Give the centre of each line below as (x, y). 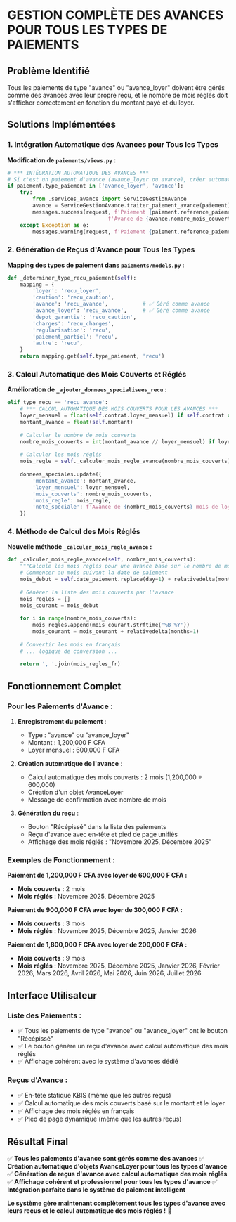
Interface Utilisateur (52, 995)
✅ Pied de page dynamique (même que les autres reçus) (99, 1119)
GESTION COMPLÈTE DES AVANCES (115, 15)
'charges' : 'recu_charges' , (73, 323)
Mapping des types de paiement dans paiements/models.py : (96, 265)
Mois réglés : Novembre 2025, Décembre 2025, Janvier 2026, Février (118, 966)
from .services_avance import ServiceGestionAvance (110, 199)
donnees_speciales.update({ (61, 474)
